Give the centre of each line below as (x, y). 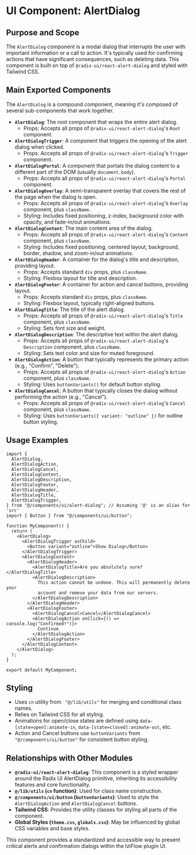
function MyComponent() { (38, 526)
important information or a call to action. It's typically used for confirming (94, 53)
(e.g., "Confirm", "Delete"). (47, 365)
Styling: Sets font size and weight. (65, 328)
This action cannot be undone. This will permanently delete (114, 582)
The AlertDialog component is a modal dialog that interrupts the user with (96, 46)
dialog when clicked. (39, 147)
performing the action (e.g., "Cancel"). (61, 397)
